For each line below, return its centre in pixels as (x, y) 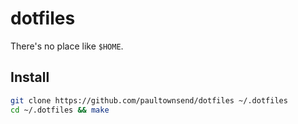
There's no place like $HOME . (67, 46)
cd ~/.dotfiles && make (60, 110)
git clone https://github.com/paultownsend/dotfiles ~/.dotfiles (149, 100)
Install (30, 77)
